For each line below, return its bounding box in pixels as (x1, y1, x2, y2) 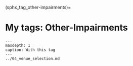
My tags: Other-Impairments (5, 22, 128, 33)
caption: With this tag (5, 47, 56, 52)
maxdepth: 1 (5, 43, 30, 48)
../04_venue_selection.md (5, 56, 60, 61)
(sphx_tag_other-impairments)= (5, 5, 71, 10)
